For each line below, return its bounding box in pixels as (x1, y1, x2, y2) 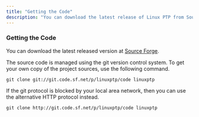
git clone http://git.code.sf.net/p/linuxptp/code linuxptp (6, 105, 158, 110)
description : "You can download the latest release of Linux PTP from (6, 14, 184, 20)
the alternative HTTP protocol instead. (6, 93, 99, 100)
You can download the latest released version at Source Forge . (6, 47, 160, 54)
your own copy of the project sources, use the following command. (6, 65, 170, 72)
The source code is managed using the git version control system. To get (6, 59, 185, 66)
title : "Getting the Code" (6, 8, 73, 15)
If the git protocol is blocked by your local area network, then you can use (6, 87, 187, 94)
